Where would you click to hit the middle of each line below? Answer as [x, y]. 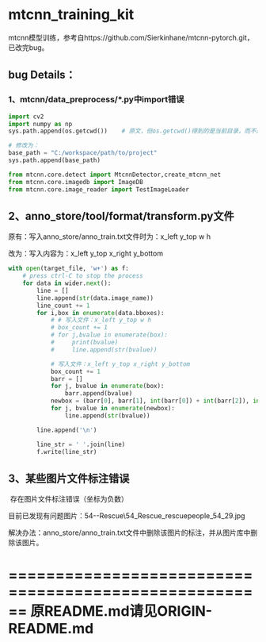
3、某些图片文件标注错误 [69, 478]
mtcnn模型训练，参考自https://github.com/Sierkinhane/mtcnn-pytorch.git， [131, 37]
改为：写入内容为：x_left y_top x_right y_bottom [86, 254]
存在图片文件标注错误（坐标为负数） [69, 499]
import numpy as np [40, 124]
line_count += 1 [63, 306]
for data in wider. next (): [67, 283]
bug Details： [42, 75]
